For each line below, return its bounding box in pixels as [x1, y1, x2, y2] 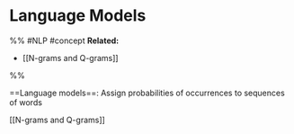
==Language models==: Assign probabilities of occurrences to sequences [9, 87, 285, 98]
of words [9, 96, 43, 108]
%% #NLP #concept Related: [9, 35, 120, 46]
